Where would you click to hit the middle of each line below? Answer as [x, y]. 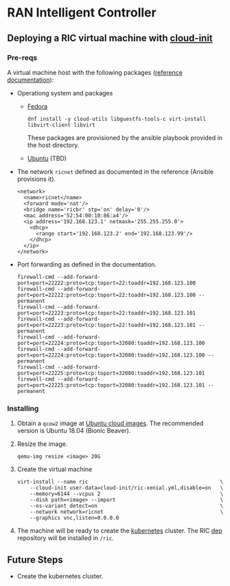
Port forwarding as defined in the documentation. [87, 264]
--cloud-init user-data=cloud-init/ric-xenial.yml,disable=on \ [127, 488]
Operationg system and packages [65, 93]
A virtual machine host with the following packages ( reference [95, 72]
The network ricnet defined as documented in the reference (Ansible [115, 171]
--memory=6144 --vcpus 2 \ [127, 494]
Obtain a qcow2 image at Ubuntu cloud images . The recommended [110, 423]
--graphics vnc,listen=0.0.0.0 [74, 518]
